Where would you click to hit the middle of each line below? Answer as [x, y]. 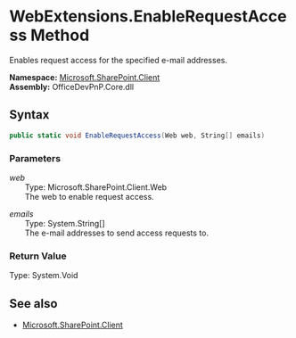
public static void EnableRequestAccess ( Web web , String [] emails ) [137, 136]
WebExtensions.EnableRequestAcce [148, 16]
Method [60, 35]
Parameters [35, 158]
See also [33, 304]
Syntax [29, 115]
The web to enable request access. [90, 196]
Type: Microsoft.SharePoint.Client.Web [96, 187]
